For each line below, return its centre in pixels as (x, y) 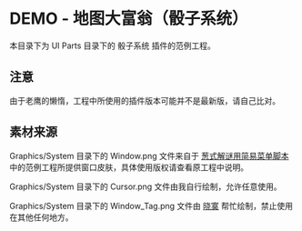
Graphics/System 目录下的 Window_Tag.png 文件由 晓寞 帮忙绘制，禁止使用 (151, 206)
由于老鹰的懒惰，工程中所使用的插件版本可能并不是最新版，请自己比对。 (145, 100)
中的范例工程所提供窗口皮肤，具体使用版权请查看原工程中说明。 (129, 167)
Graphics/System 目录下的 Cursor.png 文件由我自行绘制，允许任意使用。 (146, 186)
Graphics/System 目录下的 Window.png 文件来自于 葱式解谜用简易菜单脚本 (149, 156)
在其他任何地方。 (41, 217)
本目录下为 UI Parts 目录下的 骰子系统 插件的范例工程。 (112, 45)
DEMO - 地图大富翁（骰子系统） (129, 19)
